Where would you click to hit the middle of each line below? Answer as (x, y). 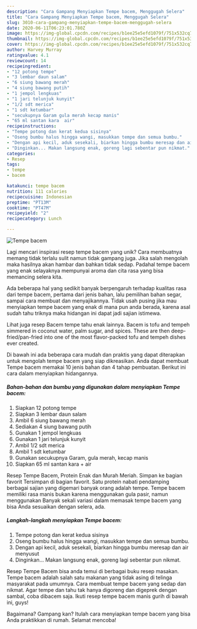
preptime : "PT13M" (29, 202)
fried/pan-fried (25, 337)
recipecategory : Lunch (34, 219)
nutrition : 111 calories (37, 191)
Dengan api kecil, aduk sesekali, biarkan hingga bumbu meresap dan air (102, 547)
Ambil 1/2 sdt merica (40, 445)
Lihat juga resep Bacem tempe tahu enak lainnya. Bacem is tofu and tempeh (98, 324)
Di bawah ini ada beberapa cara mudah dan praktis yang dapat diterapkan (96, 355)
